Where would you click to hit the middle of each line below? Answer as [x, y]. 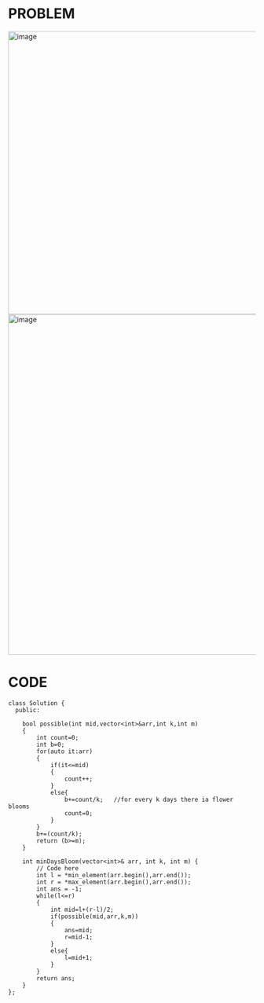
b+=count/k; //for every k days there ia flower [149, 799]
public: [28, 710]
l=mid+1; [78, 957]
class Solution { [37, 703]
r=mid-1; [78, 937]
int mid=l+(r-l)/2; [82, 909]
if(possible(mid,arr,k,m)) [94, 917]
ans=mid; [78, 930]
